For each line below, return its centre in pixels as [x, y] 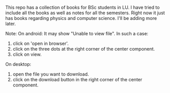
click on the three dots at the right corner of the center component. [84, 49]
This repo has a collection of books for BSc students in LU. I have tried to [83, 7]
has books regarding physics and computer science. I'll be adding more [81, 18]
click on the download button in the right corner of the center [78, 79]
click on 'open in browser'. [41, 43]
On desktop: [18, 64]
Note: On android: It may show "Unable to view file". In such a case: [77, 33]
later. [11, 24]
